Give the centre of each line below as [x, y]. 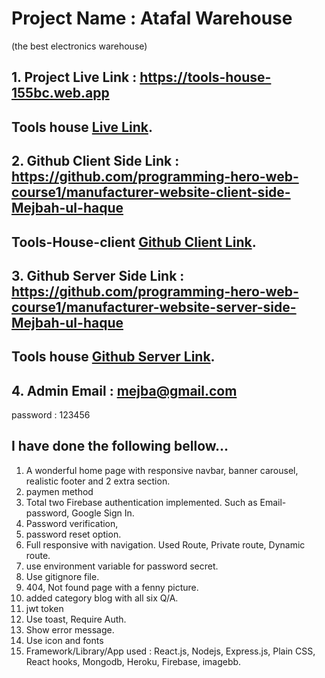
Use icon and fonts [64, 640]
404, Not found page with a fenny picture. [112, 587]
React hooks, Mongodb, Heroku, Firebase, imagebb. [133, 661]
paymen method [59, 491]
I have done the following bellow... [120, 446]
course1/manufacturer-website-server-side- [154, 307]
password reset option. [73, 534]
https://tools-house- [205, 77]
